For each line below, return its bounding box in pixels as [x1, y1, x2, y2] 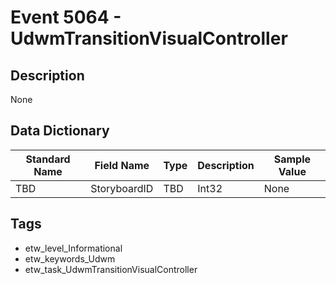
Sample [273, 152, 312, 166]
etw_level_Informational [24, 242, 123, 254]
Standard [25, 152, 71, 166]
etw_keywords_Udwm [24, 252, 116, 265]
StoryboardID [90, 181, 154, 195]
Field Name [94, 158, 150, 172]
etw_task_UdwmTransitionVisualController [24, 263, 198, 275]
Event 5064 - [10, 6, 122, 29]
